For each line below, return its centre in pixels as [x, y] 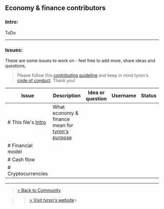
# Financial [20, 145]
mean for [63, 125]
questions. [16, 66]
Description [67, 95]
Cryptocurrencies [28, 173]
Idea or [96, 93]
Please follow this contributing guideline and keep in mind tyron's [83, 75]
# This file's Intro [27, 122]
